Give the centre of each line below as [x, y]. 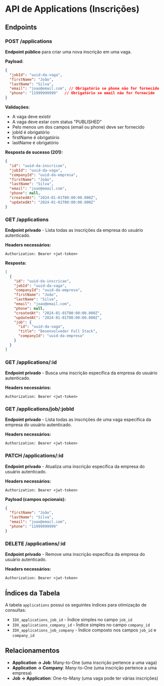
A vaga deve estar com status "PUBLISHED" [57, 122]
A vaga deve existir [32, 117]
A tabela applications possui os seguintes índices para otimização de [76, 604]
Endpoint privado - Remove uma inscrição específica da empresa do [75, 554]
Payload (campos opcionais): [36, 499]
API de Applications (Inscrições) [72, 9]
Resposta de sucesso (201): [34, 152]
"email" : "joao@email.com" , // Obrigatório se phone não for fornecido [84, 89]
